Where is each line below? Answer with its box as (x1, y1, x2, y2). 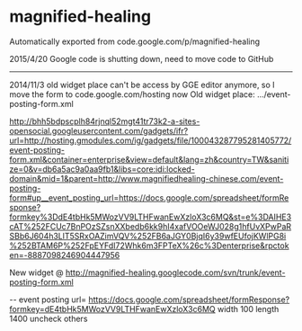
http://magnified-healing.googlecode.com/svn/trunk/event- (66, 267, 286, 278)
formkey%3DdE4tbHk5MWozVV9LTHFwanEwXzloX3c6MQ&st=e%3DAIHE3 (9, 211, 292, 222)
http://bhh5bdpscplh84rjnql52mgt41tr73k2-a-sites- (9, 115, 200, 127)
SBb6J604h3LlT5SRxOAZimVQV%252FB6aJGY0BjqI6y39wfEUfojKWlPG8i (9, 230, 287, 241)
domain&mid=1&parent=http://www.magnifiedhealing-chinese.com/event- (9, 173, 284, 183)
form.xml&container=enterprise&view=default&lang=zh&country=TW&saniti (9, 154, 289, 165)
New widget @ (9, 267, 65, 278)
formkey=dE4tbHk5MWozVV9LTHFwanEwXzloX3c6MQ (9, 303, 216, 314)
